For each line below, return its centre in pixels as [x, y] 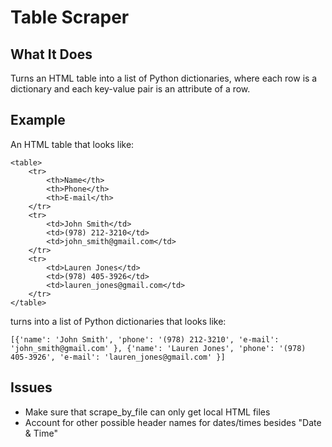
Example [38, 120]
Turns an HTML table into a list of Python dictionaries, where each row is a [164, 78]
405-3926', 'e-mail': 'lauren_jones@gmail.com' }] [118, 357]
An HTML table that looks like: [72, 144]
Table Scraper [70, 17]
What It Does [51, 54]
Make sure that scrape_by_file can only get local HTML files [147, 412]
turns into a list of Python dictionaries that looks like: [118, 321]
